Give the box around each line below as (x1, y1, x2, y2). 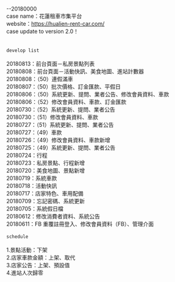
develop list (6, 48, 40, 54)
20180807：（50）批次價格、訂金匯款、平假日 (6, 83, 121, 90)
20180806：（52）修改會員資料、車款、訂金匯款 (6, 98, 127, 106)
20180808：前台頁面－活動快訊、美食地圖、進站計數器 (6, 68, 145, 75)
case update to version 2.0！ (6, 27, 79, 35)
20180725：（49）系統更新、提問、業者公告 (6, 144, 116, 151)
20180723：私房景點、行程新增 (6, 159, 85, 167)
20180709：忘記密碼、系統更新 (6, 198, 85, 204)
